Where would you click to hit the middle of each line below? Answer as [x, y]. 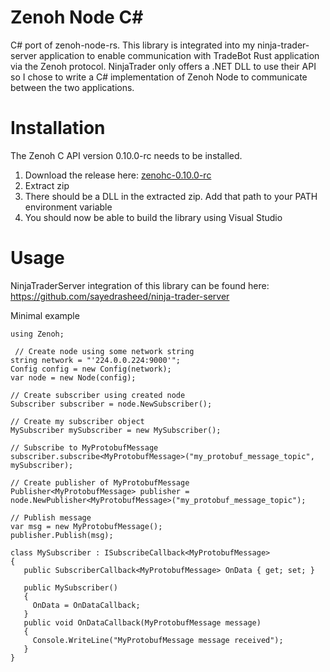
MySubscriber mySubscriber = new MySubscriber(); [116, 430]
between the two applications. [72, 87]
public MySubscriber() [70, 587]
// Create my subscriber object [77, 421]
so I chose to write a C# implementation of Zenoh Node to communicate [159, 77]
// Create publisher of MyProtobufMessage [100, 482]
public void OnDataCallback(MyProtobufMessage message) [142, 622]
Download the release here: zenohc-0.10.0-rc [118, 175]
